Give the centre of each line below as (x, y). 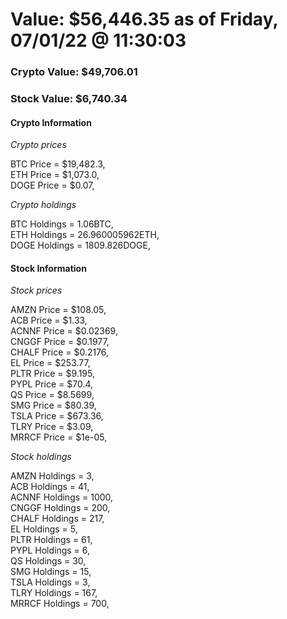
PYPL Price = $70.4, (52, 384)
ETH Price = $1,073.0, (55, 175)
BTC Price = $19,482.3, (58, 164)
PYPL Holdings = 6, (50, 550)
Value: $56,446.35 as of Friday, (144, 19)
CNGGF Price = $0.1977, (60, 342)
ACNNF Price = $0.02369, (64, 331)
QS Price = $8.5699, (52, 395)
